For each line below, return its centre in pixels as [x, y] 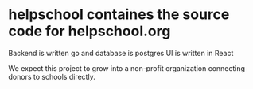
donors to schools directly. [52, 76]
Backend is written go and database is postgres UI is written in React [121, 53]
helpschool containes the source [119, 15]
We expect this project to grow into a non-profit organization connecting [127, 68]
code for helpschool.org [90, 31]
